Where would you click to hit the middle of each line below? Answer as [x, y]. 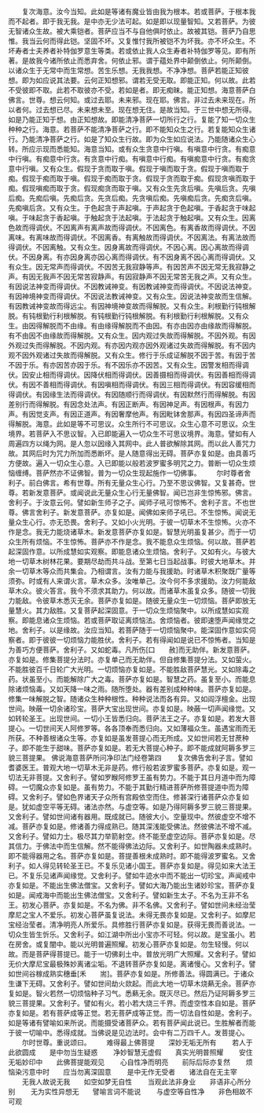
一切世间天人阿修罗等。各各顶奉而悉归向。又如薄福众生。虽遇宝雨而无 [142, 728]
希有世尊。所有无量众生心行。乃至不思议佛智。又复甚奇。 [156, 483]
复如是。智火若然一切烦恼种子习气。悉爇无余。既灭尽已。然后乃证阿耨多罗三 [132, 993]
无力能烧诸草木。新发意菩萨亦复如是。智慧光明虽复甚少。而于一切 [149, 532]
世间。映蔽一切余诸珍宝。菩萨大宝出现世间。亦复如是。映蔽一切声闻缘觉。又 [132, 708]
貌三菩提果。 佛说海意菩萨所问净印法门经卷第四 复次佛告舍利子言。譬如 [130, 758]
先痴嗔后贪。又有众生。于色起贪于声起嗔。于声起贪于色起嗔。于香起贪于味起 [132, 208]
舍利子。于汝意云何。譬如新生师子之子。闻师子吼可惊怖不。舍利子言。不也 [128, 502]
